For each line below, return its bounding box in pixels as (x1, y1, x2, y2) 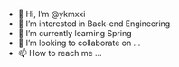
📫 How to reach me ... (17, 48, 102, 58)
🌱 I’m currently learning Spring (17, 28, 133, 38)
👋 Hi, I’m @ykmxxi (17, 9, 86, 19)
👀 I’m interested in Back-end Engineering (17, 18, 171, 29)
